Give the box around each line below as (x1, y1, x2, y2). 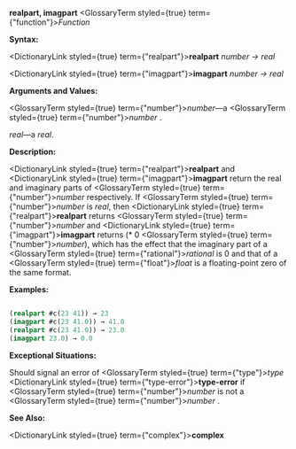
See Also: (9, 412, 46, 423)
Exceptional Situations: (9, 350, 97, 360)
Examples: (9, 284, 49, 295)
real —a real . (9, 129, 55, 140)
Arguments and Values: (9, 86, 98, 96)
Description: (9, 146, 56, 157)
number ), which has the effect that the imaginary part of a (56, 239, 268, 249)
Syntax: (9, 35, 39, 44)
